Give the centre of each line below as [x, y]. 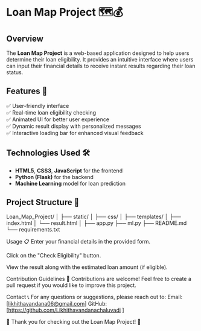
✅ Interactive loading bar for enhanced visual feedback [75, 133]
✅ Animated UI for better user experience [58, 119]
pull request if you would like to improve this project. [72, 285]
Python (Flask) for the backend [54, 177]
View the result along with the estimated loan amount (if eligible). [87, 267]
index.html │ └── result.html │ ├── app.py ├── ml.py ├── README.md [97, 223]
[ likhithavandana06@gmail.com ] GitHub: [57, 304]
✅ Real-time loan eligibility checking [51, 112]
